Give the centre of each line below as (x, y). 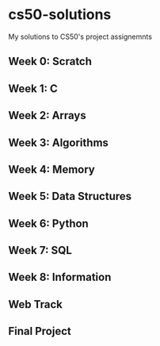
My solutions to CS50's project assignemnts (80, 37)
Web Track (36, 304)
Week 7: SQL (40, 250)
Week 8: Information (60, 277)
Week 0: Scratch (50, 62)
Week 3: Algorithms (59, 142)
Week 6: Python (48, 223)
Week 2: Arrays (48, 115)
